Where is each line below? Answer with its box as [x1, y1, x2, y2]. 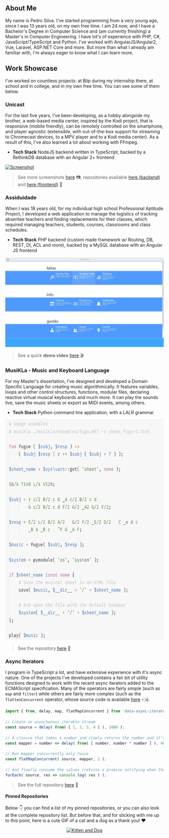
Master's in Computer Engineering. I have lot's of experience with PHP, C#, [5, 33, 161, 39]
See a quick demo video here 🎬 [17, 352, 84, 358]
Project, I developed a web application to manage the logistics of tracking [5, 211, 157, 217]
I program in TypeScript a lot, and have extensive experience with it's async [5, 669, 162, 676]
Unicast [5, 101, 25, 108]
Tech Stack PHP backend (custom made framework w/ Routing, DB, [12, 237, 154, 243]
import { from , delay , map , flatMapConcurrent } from [5, 709, 121, 714]
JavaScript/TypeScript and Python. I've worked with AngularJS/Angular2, [5, 39, 157, 45]
